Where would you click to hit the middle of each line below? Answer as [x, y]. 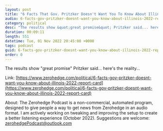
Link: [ [11, 78]
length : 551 [17, 37]
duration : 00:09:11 [25, 32]
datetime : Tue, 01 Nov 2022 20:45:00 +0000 [50, 41]
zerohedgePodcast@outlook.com [39, 123]
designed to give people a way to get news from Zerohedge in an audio [76, 108]
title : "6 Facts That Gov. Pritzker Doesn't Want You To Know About [76, 14]
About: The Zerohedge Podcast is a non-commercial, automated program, [79, 103]
